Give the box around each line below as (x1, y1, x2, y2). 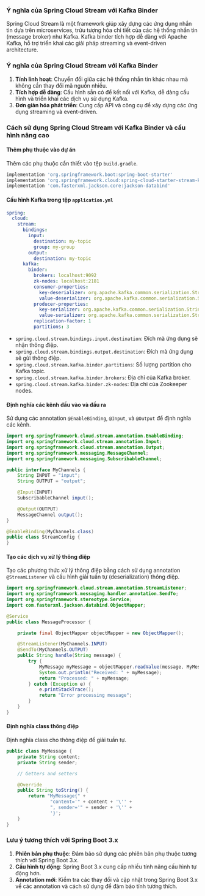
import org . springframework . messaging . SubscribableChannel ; (6, 455, 163, 462)
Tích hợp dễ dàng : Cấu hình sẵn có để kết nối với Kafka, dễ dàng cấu (15, 88, 190, 96)
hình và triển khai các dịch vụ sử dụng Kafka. (15, 95, 129, 102)
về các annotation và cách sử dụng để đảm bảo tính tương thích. (15, 883, 178, 890)
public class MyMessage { (6, 748, 72, 754)
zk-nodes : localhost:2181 (33, 278, 99, 284)
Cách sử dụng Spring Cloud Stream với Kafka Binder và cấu (6, 123, 186, 132)
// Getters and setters (17, 770, 78, 776)
